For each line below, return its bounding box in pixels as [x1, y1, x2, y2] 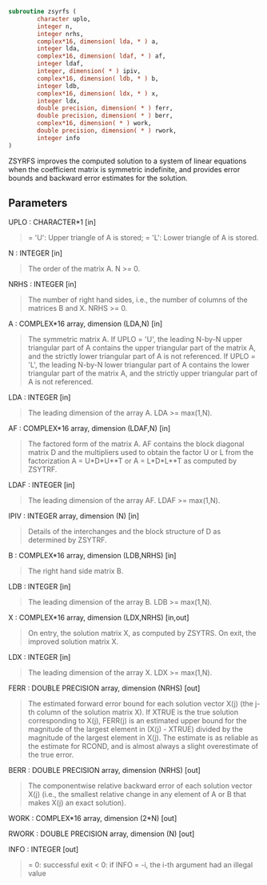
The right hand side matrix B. [27, 566, 124, 576]
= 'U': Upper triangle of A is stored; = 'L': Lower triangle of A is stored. [27, 233, 259, 243]
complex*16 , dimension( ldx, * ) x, [37, 89, 159, 98]
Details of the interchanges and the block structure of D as [27, 527, 221, 537]
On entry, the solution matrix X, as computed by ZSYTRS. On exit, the [27, 629, 257, 638]
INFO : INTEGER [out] [8, 845, 79, 855]
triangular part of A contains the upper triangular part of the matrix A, [27, 343, 256, 352]
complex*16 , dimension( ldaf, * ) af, [37, 52, 166, 60]
